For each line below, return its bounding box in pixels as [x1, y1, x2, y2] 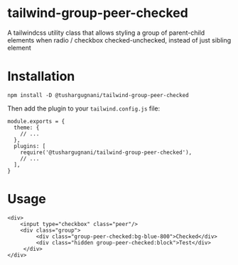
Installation [7, 69, 75, 84]
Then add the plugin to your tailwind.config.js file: [7, 104, 161, 113]
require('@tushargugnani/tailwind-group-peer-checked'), [20, 149, 193, 156]
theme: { [13, 124, 40, 131]
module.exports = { [7, 118, 65, 125]
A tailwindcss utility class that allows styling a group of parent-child [7, 28, 205, 37]
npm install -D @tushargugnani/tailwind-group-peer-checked [7, 91, 190, 98]
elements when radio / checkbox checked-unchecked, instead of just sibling [7, 35, 232, 44]
